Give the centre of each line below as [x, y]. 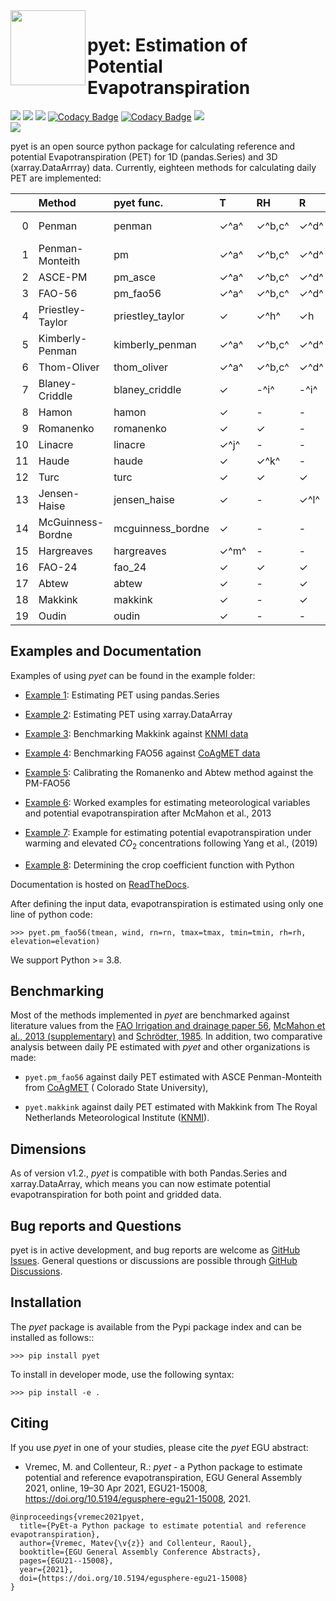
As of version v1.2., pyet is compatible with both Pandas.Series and [149, 1173]
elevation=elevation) [55, 941]
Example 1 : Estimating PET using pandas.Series [122, 695]
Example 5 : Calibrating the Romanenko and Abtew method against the [169, 772]
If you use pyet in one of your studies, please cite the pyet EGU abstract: [159, 1447]
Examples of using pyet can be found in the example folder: [133, 675]
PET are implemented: [56, 178]
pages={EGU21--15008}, [66, 1560]
